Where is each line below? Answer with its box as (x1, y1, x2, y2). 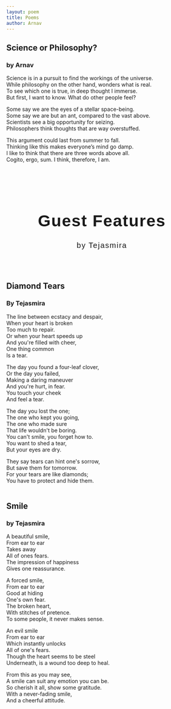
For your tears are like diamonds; (6, 470, 89, 478)
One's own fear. (6, 596, 46, 604)
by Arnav (6, 61, 34, 69)
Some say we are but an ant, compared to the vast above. (6, 112, 150, 119)
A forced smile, (6, 577, 44, 584)
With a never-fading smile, (6, 690, 73, 697)
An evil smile (6, 627, 38, 634)
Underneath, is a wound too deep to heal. (6, 659, 110, 667)
